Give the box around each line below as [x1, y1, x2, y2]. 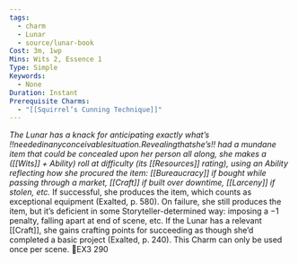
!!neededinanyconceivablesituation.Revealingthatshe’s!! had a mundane [9, 139, 276, 150]
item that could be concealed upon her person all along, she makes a [9, 149, 267, 160]
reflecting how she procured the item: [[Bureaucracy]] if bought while [9, 168, 267, 179]
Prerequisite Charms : [9, 96, 91, 106]
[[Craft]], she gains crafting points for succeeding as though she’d [9, 225, 254, 236]
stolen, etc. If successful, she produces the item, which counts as [9, 187, 252, 197]
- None [17, 80, 42, 89]
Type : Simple [9, 64, 58, 73]
